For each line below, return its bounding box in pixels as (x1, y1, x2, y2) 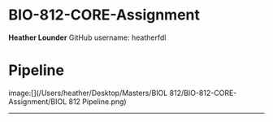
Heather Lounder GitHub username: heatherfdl (8, 33, 167, 42)
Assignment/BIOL (8, 96, 67, 107)
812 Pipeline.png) (68, 96, 128, 107)
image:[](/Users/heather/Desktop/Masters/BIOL (8, 88, 168, 98)
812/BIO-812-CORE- (169, 88, 237, 98)
